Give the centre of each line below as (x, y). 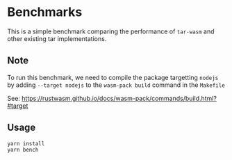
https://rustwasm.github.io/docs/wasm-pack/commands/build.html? (119, 98)
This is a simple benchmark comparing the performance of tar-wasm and (111, 31)
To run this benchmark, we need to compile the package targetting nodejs (113, 77)
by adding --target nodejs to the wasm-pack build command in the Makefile (116, 85)
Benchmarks (45, 12)
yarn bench (23, 150)
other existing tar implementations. (57, 38)
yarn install (26, 143)
